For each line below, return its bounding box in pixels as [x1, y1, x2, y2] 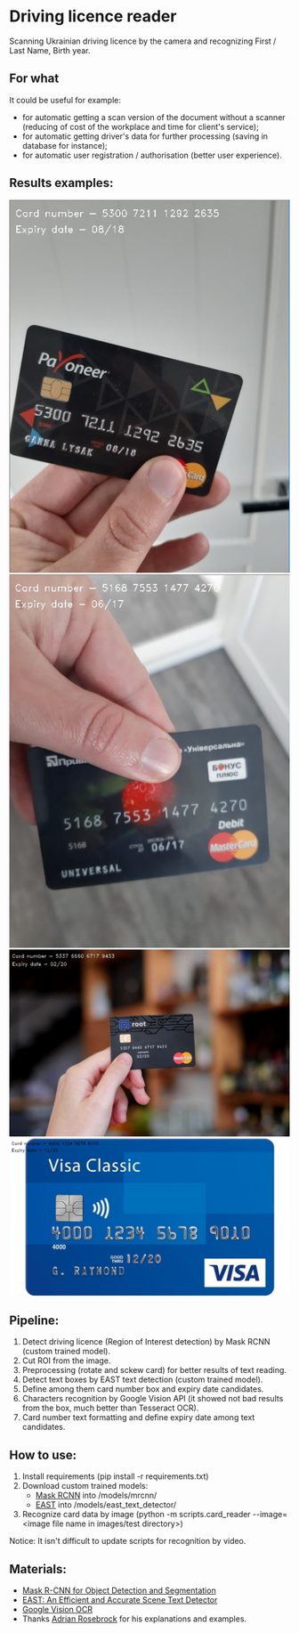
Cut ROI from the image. [21, 1355, 111, 1366]
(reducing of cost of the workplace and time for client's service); [21, 121, 260, 132]
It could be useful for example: [9, 94, 122, 105]
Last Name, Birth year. [9, 45, 91, 55]
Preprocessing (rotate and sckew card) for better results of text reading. [21, 1365, 287, 1376]
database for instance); [21, 140, 109, 150]
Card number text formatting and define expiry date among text [21, 1412, 255, 1423]
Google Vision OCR [21, 1605, 93, 1615]
